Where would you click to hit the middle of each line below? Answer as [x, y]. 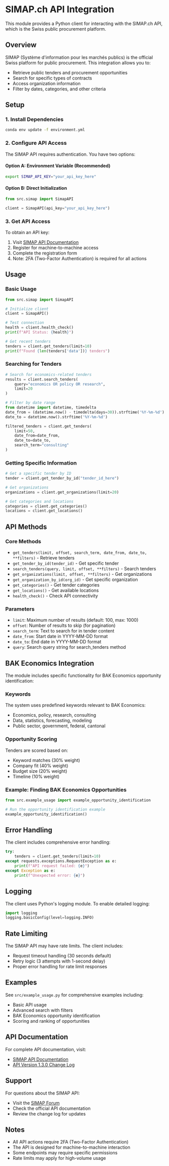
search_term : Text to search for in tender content [63, 631]
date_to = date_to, [33, 440]
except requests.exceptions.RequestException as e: [61, 861]
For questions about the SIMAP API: [43, 1093]
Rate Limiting [26, 934]
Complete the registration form [45, 253]
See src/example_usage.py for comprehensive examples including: [74, 995]
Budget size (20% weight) [40, 771]
